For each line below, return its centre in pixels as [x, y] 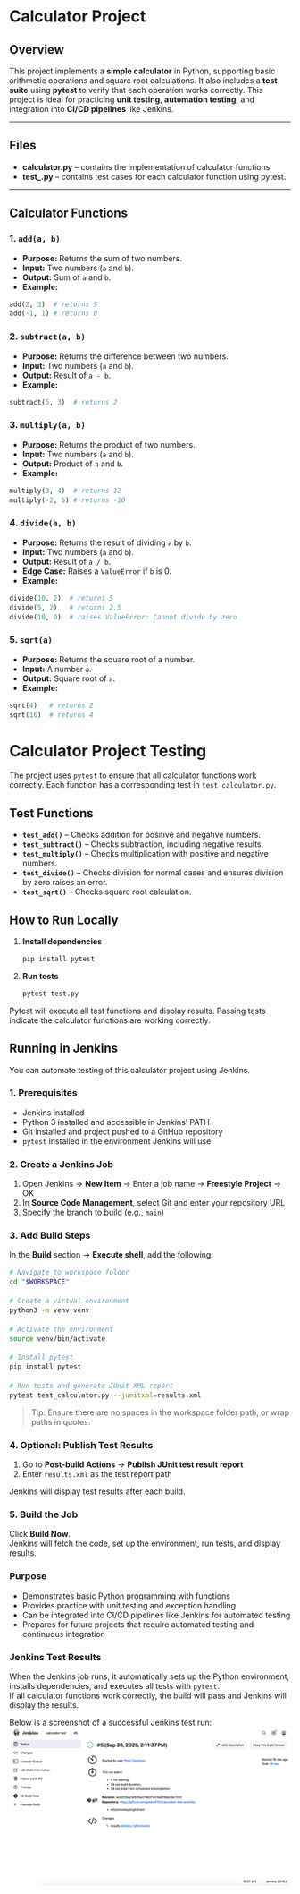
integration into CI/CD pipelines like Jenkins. [92, 109]
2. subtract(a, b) [48, 337]
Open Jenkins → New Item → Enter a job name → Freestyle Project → [151, 1184]
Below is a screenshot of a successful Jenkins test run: [111, 1722]
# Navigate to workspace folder [69, 1273]
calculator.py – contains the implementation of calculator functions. [147, 166]
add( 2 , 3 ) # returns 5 [54, 304]
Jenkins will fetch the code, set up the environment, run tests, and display [145, 1544]
